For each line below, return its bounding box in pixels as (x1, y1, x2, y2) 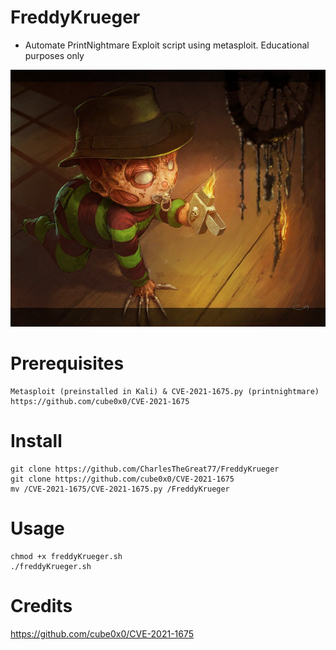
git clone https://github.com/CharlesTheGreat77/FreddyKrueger (10, 464, 280, 474)
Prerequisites (10, 352, 125, 375)
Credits (10, 595, 73, 618)
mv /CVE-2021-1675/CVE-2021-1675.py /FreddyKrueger (10, 484, 230, 494)
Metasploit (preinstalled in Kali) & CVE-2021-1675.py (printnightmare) (10, 387, 320, 397)
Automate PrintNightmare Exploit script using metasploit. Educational (24, 39, 310, 51)
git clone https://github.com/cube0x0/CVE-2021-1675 (10, 474, 235, 484)
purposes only (24, 49, 85, 61)
